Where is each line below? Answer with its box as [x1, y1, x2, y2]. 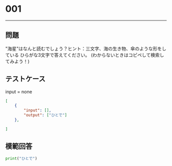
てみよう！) [5, 58, 30, 64]
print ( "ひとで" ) [5, 156, 37, 161]
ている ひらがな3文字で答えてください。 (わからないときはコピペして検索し [5, 52, 165, 58]
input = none [5, 88, 32, 94]
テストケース [5, 75, 46, 83]
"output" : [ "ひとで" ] [24, 113, 68, 118]
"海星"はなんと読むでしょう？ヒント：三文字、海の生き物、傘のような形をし [5, 45, 167, 52]
